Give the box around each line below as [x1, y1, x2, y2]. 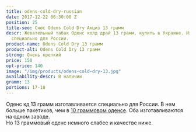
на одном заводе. [6, 113, 51, 120]
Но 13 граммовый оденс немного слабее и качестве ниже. [6, 119, 153, 126]
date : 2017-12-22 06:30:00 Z [6, 14, 77, 20]
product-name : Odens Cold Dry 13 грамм [6, 41, 103, 47]
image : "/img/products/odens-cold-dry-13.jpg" [6, 68, 121, 74]
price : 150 [6, 57, 33, 63]
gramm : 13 [6, 79, 30, 85]
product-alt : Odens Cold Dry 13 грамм [6, 47, 100, 53]
